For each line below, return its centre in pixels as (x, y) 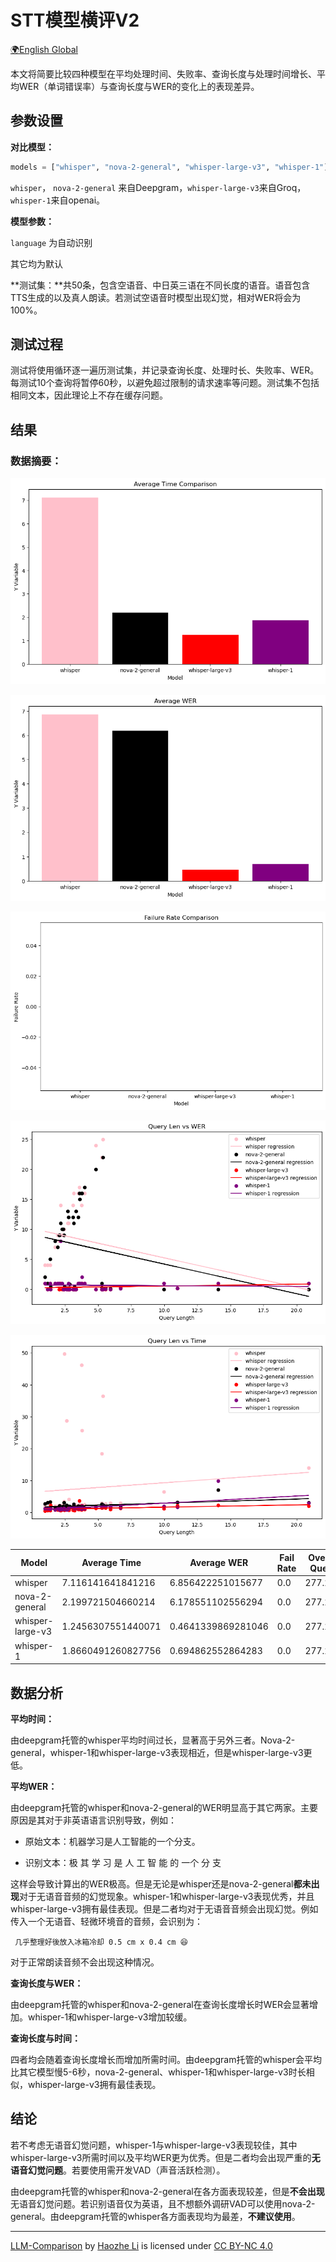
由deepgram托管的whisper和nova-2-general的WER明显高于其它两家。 (155, 1808)
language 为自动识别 (51, 242)
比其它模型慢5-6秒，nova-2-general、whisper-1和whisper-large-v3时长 (158, 2072)
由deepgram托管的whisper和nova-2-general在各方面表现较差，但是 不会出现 (167, 2191)
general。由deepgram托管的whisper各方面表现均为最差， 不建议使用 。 (155, 2216)
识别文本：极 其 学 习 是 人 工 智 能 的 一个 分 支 (123, 1863)
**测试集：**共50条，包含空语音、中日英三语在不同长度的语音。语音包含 (160, 285)
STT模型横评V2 (75, 20)
